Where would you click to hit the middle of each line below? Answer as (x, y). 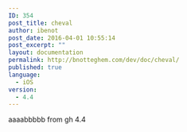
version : (23, 89)
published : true (35, 68)
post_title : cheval (41, 23)
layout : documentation (46, 52)
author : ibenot (33, 30)
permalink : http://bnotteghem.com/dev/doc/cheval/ (94, 60)
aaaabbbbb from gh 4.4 (47, 119)
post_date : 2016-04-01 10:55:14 (62, 38)
